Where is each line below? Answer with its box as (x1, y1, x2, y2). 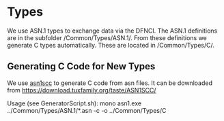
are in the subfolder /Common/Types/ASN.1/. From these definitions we (7, 33, 207, 41)
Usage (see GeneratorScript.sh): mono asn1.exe (7, 99, 142, 107)
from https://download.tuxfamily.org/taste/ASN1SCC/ (7, 86, 156, 94)
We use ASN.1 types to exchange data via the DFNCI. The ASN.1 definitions (7, 27, 218, 35)
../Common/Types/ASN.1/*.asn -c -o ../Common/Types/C (7, 106, 167, 114)
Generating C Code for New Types (7, 60, 156, 72)
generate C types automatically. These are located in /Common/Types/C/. (7, 41, 215, 49)
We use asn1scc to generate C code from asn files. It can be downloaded (7, 79, 213, 87)
